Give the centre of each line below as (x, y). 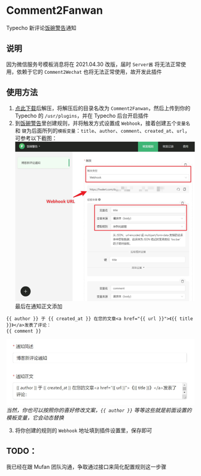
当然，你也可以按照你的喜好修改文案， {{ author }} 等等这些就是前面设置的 (99, 410)
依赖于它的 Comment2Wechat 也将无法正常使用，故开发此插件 (89, 71)
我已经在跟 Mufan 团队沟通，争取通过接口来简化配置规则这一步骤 (86, 466)
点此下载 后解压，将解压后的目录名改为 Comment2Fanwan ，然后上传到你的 (102, 108)
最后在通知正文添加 (39, 306)
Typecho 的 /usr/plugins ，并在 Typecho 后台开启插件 (82, 115)
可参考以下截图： (36, 138)
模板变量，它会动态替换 (35, 417)
